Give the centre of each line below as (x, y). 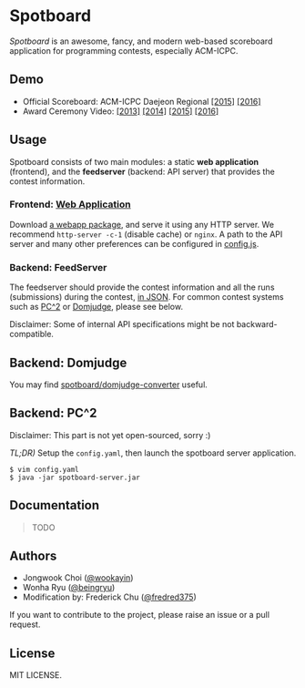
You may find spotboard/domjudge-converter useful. (108, 385)
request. (25, 624)
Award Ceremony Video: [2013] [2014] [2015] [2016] (121, 111)
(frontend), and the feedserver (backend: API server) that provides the (142, 171)
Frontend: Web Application (70, 204)
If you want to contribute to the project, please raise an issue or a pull (140, 615)
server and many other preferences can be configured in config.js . (134, 243)
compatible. (32, 334)
